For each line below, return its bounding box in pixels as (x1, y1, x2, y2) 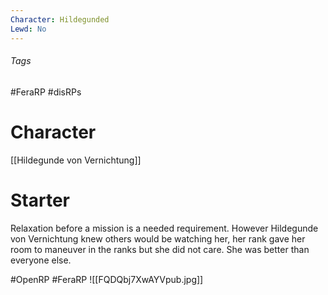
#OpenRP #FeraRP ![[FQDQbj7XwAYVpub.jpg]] (10, 273, 204, 285)
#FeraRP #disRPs (10, 86, 82, 98)
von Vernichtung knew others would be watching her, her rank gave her (10, 232, 306, 245)
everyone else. (10, 254, 72, 266)
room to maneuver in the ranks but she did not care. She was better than (10, 243, 310, 255)
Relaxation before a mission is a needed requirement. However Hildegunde (10, 222, 319, 234)
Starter (10, 189, 70, 211)
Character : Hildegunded (10, 14, 110, 25)
